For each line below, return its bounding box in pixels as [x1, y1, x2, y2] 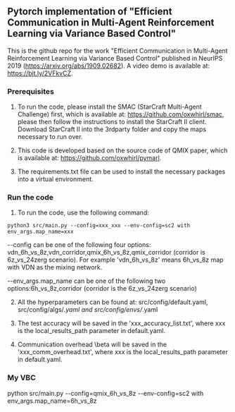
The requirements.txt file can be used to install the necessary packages [17, 167, 226, 176]
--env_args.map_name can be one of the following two [7, 277, 166, 285]
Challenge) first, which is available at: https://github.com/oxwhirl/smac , [17, 110, 224, 119]
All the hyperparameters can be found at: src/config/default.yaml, [17, 298, 208, 306]
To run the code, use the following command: [17, 208, 150, 217]
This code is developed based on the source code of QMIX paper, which [17, 146, 228, 154]
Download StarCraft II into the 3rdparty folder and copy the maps [17, 125, 206, 133]
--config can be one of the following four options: [7, 241, 151, 249]
